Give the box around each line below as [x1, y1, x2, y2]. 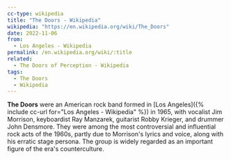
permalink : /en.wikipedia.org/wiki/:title [7, 49, 132, 56]
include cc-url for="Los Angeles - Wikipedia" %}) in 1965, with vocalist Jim [7, 108, 223, 116]
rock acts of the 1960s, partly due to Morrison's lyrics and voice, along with [7, 130, 224, 138]
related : [7, 56, 33, 63]
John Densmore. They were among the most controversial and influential [7, 122, 216, 131]
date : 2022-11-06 [7, 29, 58, 37]
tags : [7, 68, 23, 75]
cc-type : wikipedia [7, 10, 64, 17]
